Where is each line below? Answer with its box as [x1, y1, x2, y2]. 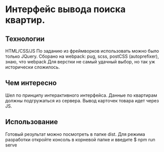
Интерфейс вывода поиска [5, 4, 126, 15]
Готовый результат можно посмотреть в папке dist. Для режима [5, 131, 145, 137]
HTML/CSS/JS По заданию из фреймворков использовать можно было [5, 48, 159, 54]
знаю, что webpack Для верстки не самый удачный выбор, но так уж [5, 59, 155, 64]
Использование [5, 118, 58, 126]
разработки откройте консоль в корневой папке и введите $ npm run [5, 136, 155, 142]
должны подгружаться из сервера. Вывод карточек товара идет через [5, 97, 159, 103]
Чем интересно [5, 79, 57, 87]
